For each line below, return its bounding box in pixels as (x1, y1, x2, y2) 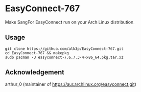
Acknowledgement (5, 68, 65, 76)
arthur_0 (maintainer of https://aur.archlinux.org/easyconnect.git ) (5, 81, 137, 87)
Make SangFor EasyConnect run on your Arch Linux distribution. (5, 19, 135, 25)
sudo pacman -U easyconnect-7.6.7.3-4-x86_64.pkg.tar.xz (5, 55, 124, 60)
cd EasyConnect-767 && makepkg (5, 50, 69, 55)
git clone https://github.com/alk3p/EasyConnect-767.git (5, 46, 124, 51)
